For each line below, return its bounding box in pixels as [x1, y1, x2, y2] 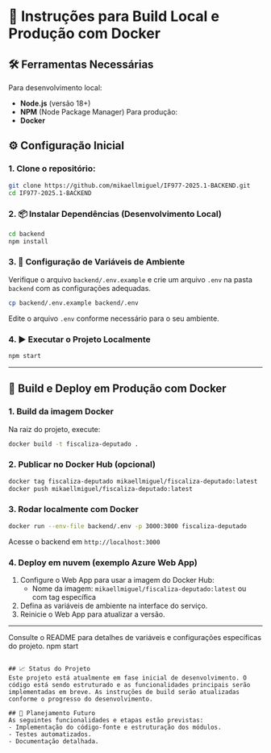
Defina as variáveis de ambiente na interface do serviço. [19, 601, 208, 610]
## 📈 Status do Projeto [8, 664, 91, 672]
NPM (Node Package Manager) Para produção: [19, 107, 178, 116]
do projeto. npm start [8, 641, 79, 651]
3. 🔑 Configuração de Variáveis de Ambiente [8, 256, 186, 268]
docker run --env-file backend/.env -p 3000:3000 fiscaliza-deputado [8, 522, 248, 530]
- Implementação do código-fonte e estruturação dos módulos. [8, 723, 222, 731]
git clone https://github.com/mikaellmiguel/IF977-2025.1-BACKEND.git [8, 181, 251, 189]
